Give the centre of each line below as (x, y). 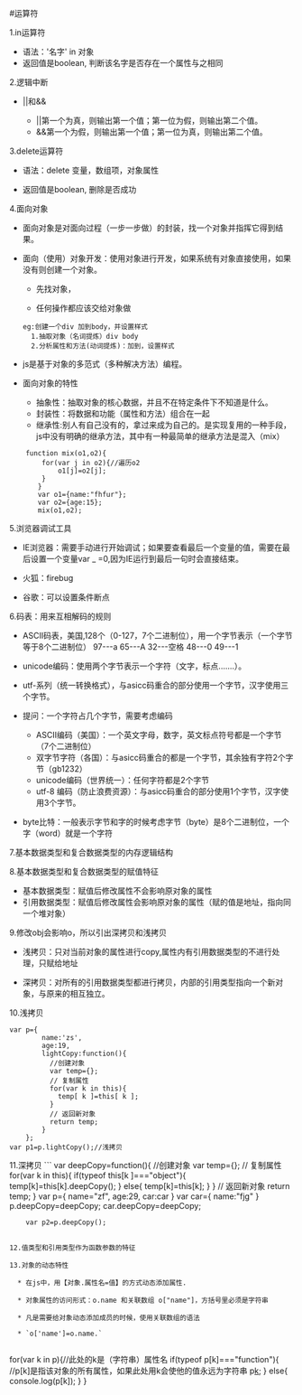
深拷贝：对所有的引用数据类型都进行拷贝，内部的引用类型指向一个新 (149, 982)
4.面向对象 (29, 209)
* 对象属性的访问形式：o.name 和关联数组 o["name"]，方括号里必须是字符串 (143, 1300)
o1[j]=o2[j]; (82, 471)
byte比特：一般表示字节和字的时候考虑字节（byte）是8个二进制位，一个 (156, 822)
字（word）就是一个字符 (68, 833)
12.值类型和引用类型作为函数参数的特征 (73, 1248)
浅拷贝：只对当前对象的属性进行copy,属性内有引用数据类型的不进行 (147, 952)
